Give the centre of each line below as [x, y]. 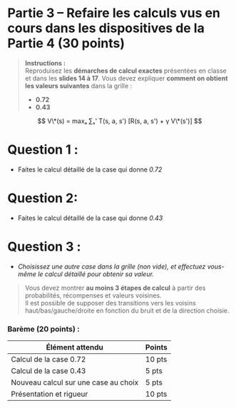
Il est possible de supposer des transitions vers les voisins [110, 303]
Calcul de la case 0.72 [48, 360]
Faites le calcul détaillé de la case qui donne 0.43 [90, 218]
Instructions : [45, 63]
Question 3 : [44, 246]
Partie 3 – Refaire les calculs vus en [114, 13]
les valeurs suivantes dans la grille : [78, 85]
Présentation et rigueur [50, 394]
